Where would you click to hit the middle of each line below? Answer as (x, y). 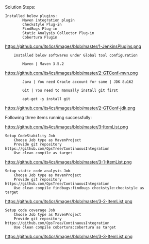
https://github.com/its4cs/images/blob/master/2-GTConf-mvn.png (72, 73)
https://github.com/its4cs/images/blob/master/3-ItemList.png (66, 127)
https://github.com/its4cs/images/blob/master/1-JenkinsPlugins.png (73, 46)
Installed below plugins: (31, 16)
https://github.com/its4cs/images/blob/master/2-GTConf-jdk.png (70, 108)
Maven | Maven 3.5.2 (43, 64)
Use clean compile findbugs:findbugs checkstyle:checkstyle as (79, 188)
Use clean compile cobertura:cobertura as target (65, 227)
